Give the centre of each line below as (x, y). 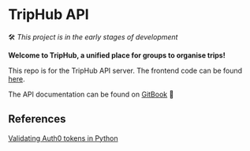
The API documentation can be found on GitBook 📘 (91, 94)
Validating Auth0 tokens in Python (63, 138)
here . (17, 79)
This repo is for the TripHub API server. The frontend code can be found (125, 70)
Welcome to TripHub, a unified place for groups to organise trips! (117, 55)
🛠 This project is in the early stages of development (93, 36)
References (37, 119)
